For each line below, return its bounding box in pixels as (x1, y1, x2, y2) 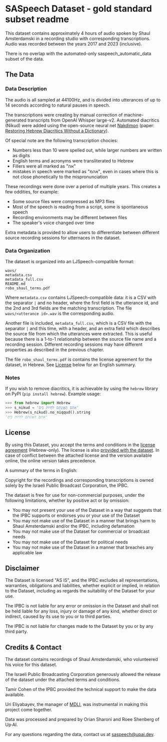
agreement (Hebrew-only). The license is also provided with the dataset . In (5, 447, 159, 453)
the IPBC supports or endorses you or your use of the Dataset (12, 512, 140, 518)
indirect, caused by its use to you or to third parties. (5, 613, 111, 619)
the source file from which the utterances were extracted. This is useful (5, 331, 152, 337)
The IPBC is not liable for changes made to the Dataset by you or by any (5, 623, 153, 629)
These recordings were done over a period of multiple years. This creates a (5, 183, 161, 189)
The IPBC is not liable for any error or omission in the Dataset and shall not (5, 603, 159, 609)
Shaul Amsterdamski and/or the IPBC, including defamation (12, 523, 135, 529)
